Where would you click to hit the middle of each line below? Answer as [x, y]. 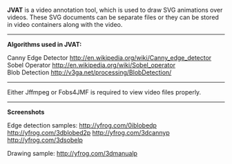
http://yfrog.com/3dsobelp [45, 140]
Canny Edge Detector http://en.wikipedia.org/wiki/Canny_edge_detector [109, 58]
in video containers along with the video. [65, 24]
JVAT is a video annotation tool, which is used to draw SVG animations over [115, 10]
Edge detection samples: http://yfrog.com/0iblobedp [82, 125]
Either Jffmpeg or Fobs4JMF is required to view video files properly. [104, 92]
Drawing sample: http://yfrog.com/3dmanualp [72, 153]
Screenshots [26, 112]
